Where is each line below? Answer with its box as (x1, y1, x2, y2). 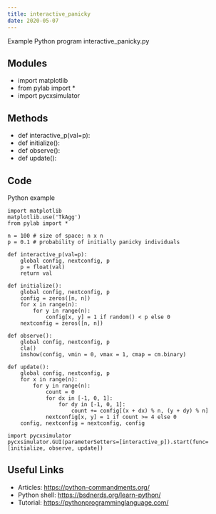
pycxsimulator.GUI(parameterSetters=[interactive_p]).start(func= (7, 438, 209, 445)
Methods (7, 112, 48, 124)
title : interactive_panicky (7, 10, 91, 18)
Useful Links (7, 464, 64, 476)
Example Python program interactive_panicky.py (7, 36, 150, 45)
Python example (7, 193, 56, 202)
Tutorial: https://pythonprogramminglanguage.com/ (17, 498, 169, 507)
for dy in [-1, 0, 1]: (58, 400, 126, 408)
